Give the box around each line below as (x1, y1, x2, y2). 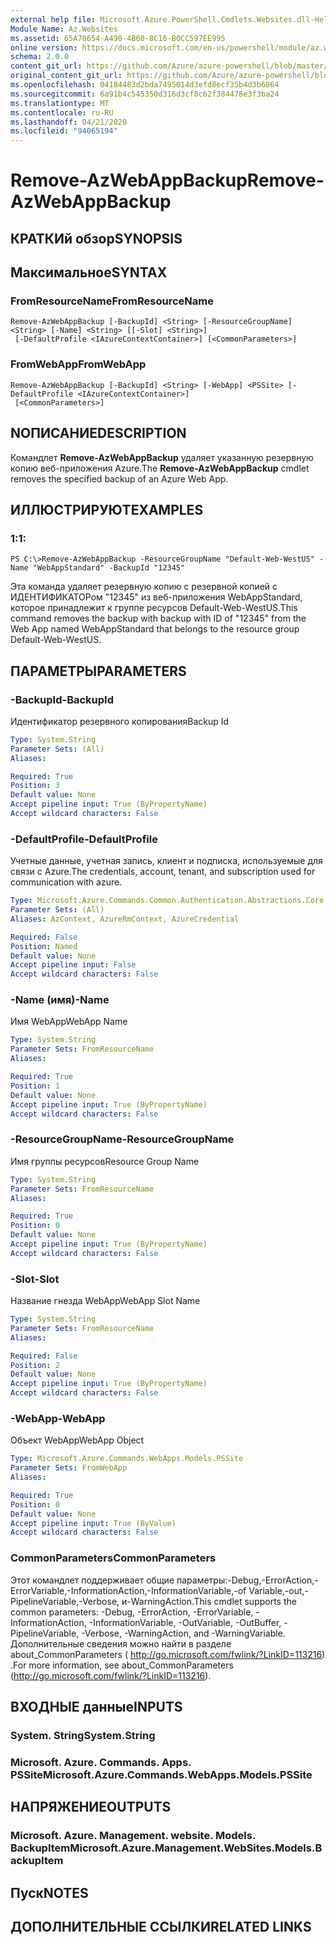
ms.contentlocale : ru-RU (10, 107, 114, 118)
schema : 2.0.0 (10, 52, 70, 62)
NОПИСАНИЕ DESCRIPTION (10, 425, 187, 442)
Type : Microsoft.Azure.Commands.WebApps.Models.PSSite (10, 1454, 244, 1464)
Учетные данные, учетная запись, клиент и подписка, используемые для (10, 855, 323, 867)
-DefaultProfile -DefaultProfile (10, 832, 158, 846)
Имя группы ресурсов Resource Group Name (10, 1155, 200, 1167)
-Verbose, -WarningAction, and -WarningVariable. (81, 1627, 286, 1639)
